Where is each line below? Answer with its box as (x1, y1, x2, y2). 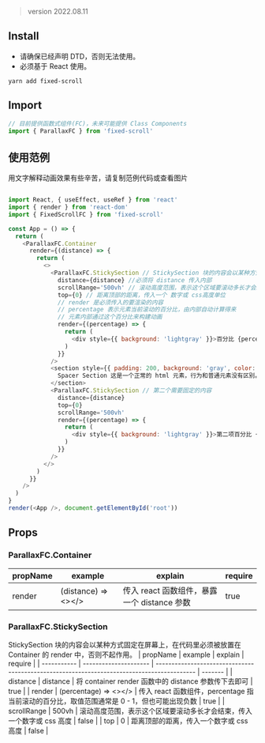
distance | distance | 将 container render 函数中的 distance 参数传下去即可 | (8, 676, 253, 686)
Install (8, 29, 39, 43)
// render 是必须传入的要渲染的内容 (58, 298, 164, 307)
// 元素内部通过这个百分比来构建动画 (58, 313, 162, 321)
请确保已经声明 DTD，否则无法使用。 (19, 51, 140, 61)
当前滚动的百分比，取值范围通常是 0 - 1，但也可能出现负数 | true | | (8, 696, 225, 706)
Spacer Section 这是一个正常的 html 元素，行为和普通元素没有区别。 (58, 371, 262, 380)
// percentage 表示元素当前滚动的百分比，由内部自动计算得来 (58, 306, 237, 314)
